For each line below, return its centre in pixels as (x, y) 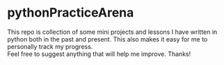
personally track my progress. (50, 46)
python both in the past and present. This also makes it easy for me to (107, 39)
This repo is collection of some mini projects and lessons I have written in (112, 32)
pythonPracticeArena (71, 13)
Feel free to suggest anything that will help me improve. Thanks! (99, 54)
